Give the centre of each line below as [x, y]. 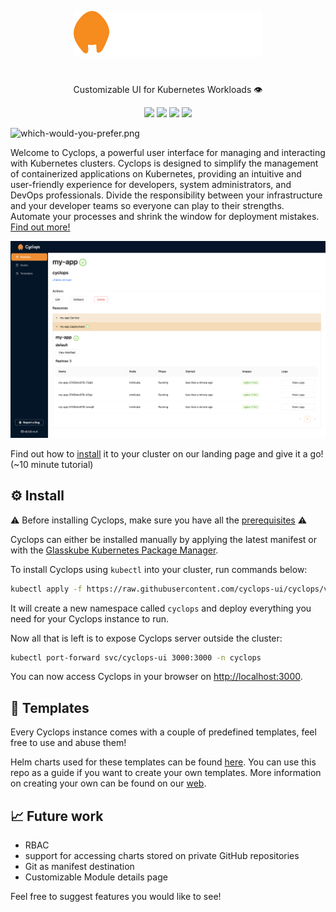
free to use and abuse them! [68, 743]
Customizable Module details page [96, 877]
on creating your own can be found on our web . [108, 783]
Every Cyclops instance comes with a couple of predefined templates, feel [163, 732]
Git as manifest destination [79, 867]
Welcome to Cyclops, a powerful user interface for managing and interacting [168, 153]
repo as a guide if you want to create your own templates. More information [166, 773]
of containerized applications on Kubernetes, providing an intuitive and [156, 174]
